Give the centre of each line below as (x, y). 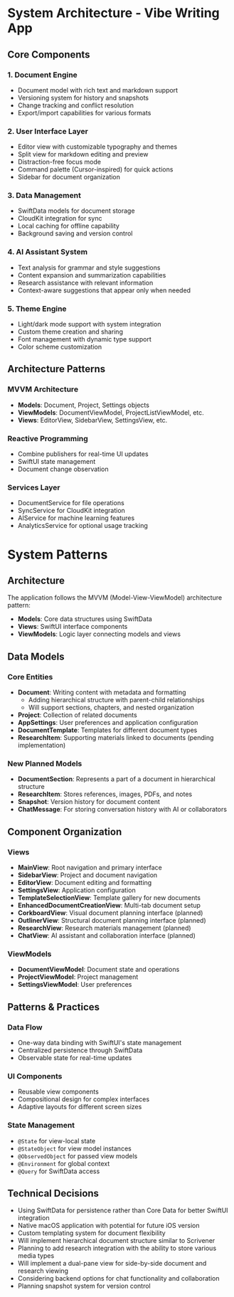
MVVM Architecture (43, 389)
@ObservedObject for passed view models (78, 1156)
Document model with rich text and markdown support (98, 90)
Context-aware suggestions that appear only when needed (104, 290)
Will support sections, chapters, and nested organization (111, 708)
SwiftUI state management (57, 462)
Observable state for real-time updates (75, 1058)
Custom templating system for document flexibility (91, 1233)
